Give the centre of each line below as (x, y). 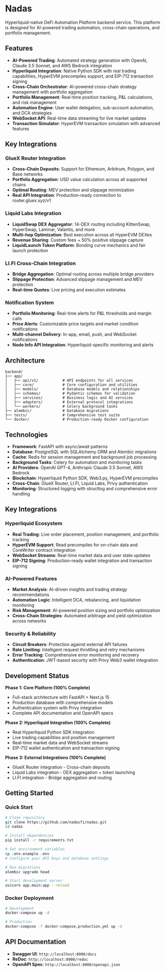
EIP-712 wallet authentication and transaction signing (66, 748)
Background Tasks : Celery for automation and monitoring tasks (77, 462)
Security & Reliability (31, 634)
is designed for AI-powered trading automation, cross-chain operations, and (82, 27)
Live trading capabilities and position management (63, 738)
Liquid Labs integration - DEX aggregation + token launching (74, 773)
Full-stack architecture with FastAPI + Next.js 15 (61, 697)
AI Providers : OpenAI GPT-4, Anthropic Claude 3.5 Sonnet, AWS (78, 467)
